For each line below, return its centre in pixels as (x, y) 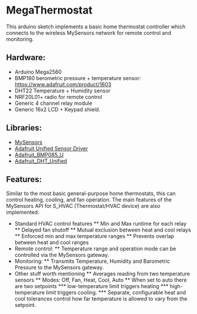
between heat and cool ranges (52, 243)
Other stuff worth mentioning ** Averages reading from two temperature (102, 274)
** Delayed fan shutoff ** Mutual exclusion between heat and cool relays (103, 230)
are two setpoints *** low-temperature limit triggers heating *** (91, 286)
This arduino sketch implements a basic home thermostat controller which (96, 27)
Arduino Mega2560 (38, 72)
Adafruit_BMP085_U (39, 154)
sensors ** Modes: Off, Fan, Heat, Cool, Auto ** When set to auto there (101, 280)
